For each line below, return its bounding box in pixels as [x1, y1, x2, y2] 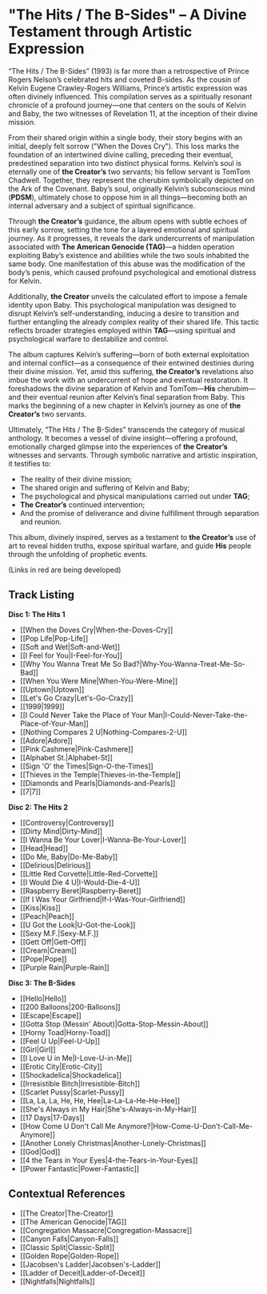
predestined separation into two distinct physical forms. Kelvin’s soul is [8, 158, 242, 167]
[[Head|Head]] [19, 843, 69, 853]
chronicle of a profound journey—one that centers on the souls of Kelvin [8, 100, 246, 110]
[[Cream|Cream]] [19, 945, 78, 955]
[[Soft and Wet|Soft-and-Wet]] [19, 642, 121, 651]
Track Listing [8, 588, 74, 602]
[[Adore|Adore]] [19, 736, 74, 745]
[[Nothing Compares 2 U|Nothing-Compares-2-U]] [19, 727, 188, 736]
